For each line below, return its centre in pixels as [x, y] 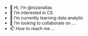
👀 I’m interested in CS [31, 13]
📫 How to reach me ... [32, 28]
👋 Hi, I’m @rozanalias [31, 8]
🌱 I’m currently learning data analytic [46, 18]
